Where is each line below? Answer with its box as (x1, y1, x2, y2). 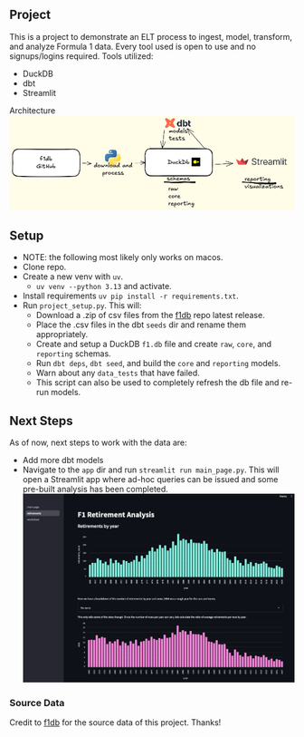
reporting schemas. (35, 348, 111, 359)
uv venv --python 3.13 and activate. (35, 281, 172, 292)
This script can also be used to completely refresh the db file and (35, 377, 280, 388)
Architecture (9, 104, 56, 116)
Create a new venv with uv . (22, 271, 124, 282)
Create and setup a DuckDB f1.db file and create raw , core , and (35, 339, 272, 350)
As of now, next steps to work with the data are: (9, 437, 187, 448)
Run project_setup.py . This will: (22, 300, 142, 311)
